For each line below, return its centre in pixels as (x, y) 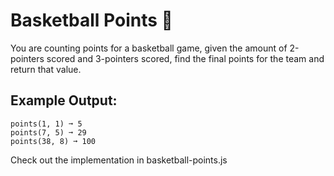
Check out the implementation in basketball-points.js (119, 160)
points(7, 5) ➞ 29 (48, 132)
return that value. (46, 69)
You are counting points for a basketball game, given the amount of (149, 48)
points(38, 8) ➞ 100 (53, 141)
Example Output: (64, 100)
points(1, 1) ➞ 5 (46, 124)
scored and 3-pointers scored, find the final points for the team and (185, 58)
